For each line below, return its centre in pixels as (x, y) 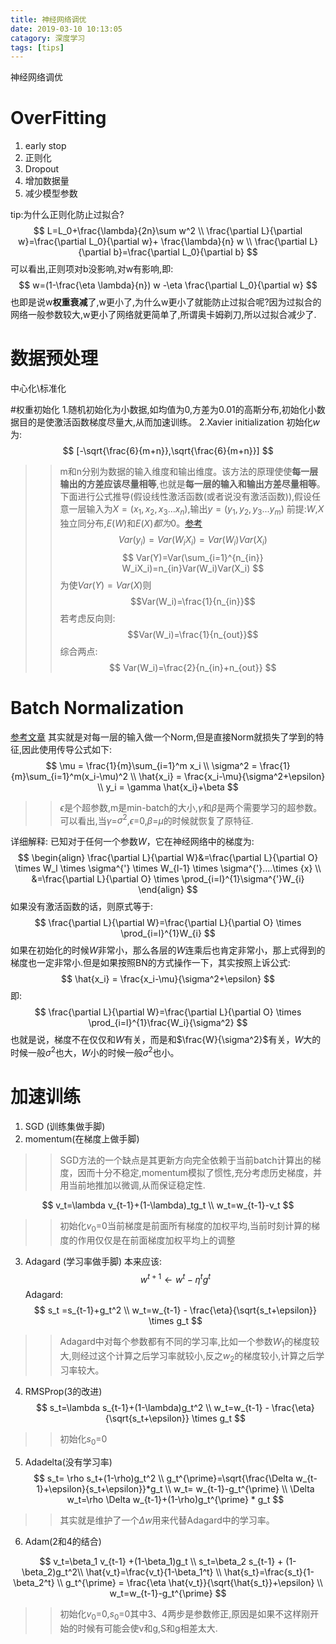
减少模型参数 (51, 193)
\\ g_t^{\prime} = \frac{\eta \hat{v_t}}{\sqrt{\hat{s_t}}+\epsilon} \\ (189, 1582)
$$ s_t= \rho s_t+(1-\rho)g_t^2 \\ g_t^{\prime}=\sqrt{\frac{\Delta (163, 1478)
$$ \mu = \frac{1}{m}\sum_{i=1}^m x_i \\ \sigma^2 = (151, 765)
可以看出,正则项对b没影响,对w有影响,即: (92, 269)
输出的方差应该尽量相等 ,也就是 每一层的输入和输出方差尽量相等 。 (192, 484)
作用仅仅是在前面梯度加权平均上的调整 (156, 1240)
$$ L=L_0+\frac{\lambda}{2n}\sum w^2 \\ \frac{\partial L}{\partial (168, 231)
